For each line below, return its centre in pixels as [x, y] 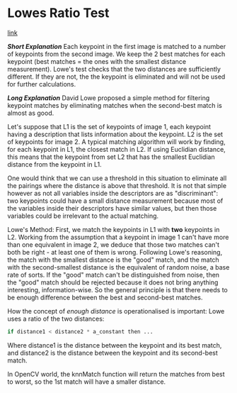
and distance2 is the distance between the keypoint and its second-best [112, 353]
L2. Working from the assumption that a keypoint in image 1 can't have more [118, 237]
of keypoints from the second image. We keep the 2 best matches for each [116, 54]
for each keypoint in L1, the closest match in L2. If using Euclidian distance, [117, 149]
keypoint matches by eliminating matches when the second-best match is [115, 105]
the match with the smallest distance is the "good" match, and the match [113, 260]
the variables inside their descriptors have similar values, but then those [112, 208]
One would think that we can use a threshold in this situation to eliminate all [117, 178]
